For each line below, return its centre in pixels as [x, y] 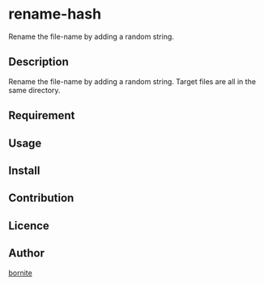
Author [26, 253]
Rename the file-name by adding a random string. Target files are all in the [132, 81]
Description [38, 62]
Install [24, 170]
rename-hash [55, 14]
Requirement [42, 115]
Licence [29, 225]
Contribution [41, 198]
